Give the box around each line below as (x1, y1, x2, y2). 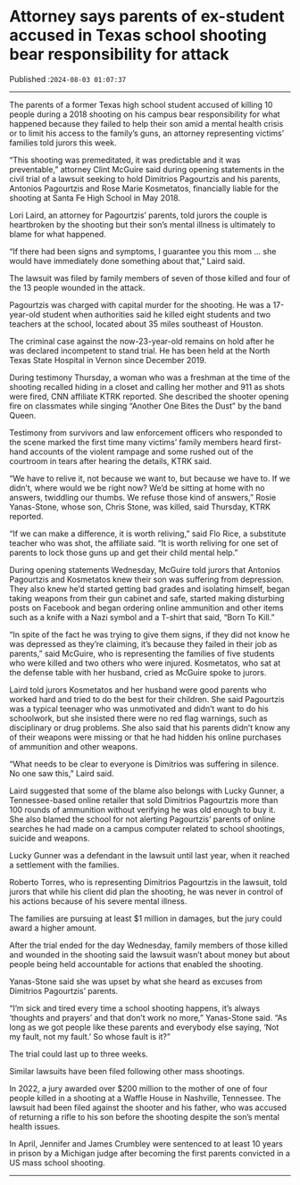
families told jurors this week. (9, 137, 118, 148)
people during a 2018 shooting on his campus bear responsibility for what (9, 109, 280, 120)
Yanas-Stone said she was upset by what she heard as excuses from (9, 975, 263, 987)
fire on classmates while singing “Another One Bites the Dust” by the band (9, 400, 282, 411)
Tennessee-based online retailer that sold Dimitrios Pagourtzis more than (9, 794, 279, 805)
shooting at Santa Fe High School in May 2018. (9, 192, 181, 203)
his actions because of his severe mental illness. (9, 895, 187, 907)
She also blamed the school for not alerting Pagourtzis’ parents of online (9, 814, 276, 825)
